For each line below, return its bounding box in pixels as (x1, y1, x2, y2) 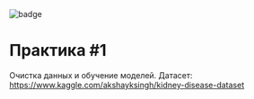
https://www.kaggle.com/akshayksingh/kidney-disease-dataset (9, 79, 245, 90)
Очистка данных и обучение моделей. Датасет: (9, 69, 193, 80)
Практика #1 (9, 40, 107, 61)
